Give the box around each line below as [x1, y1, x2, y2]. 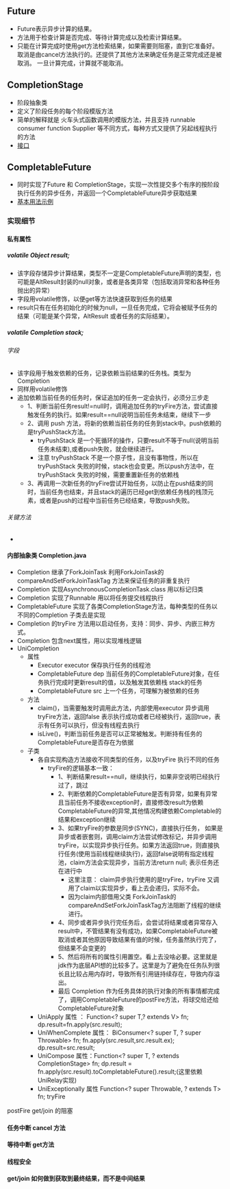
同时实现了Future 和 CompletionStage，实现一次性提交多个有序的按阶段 [16, 180, 220, 189]
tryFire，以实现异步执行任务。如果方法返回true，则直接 [57, 840, 214, 849]
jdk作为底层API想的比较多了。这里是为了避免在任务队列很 [57, 961, 220, 969]
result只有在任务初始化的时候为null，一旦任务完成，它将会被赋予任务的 [16, 303, 218, 311]
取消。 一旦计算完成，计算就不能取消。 [16, 58, 127, 67]
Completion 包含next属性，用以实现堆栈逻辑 [16, 636, 142, 644]
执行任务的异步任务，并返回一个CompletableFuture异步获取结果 [16, 189, 197, 198]
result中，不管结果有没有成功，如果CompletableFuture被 [57, 926, 218, 935]
